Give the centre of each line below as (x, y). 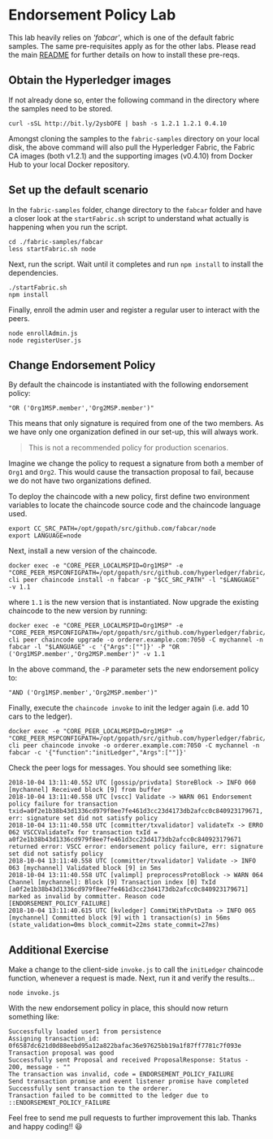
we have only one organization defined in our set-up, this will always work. (133, 432)
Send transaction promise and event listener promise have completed (129, 1082)
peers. (19, 318)
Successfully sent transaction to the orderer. (91, 1089)
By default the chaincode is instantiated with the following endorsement (129, 385)
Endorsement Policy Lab (92, 15)
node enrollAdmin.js (43, 333)
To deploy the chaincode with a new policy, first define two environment (129, 497)
